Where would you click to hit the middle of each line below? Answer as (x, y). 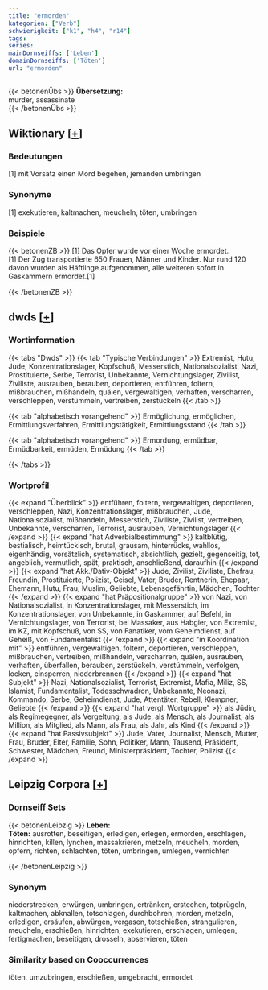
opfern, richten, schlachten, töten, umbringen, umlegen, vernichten (119, 851)
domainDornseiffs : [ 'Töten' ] (57, 61)
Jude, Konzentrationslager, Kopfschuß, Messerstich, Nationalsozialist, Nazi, (133, 366)
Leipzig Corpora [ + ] (58, 784)
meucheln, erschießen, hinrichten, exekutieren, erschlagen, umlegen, (123, 930)
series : (21, 46)
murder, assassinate (42, 99)
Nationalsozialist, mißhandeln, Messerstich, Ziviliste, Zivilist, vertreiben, (126, 520)
